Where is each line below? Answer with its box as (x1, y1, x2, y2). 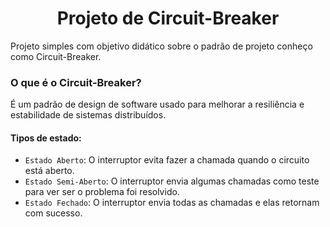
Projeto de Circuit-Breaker (56, 7, 280, 30)
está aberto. (24, 165, 75, 177)
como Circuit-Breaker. (10, 50, 102, 62)
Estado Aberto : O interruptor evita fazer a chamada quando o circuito (24, 154, 310, 166)
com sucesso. (24, 207, 83, 219)
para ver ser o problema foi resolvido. (24, 186, 180, 198)
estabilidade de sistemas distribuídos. (10, 109, 167, 121)
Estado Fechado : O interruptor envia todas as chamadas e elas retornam (24, 197, 320, 209)
